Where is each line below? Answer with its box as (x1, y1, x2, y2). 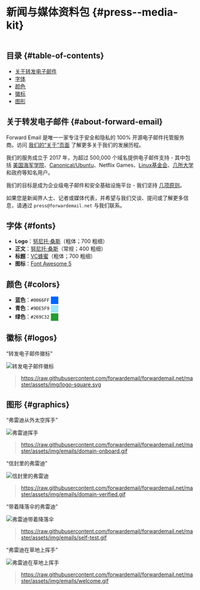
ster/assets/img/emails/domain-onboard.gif (20, 447, 128, 454)
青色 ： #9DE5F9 (14, 305, 49, 312)
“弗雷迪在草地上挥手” (6, 546, 58, 554)
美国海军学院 (12, 161, 45, 168)
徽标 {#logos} (6, 333, 58, 343)
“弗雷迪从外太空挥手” (6, 416, 58, 424)
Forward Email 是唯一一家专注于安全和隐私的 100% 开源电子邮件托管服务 (6, 134, 185, 141)
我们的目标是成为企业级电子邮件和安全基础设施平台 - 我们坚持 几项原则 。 (6, 182, 186, 189)
